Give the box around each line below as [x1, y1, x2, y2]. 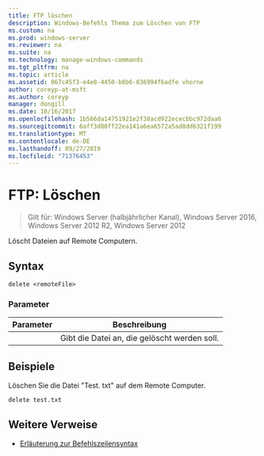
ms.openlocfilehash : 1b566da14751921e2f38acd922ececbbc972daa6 [8, 115, 222, 123]
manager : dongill [8, 100, 66, 108]
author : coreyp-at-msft [8, 85, 87, 94]
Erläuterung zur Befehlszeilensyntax [19, 439, 139, 448]
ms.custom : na [8, 26, 55, 34]
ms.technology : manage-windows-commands [8, 56, 144, 64]
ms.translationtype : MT [8, 129, 87, 137]
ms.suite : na [8, 48, 52, 56]
